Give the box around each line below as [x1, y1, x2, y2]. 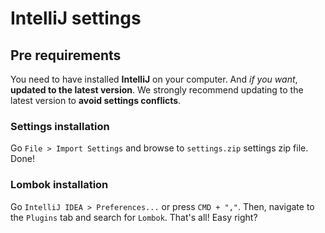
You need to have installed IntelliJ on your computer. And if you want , [10, 73, 298, 85]
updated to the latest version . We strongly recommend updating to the [10, 84, 304, 96]
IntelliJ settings [10, 7, 142, 30]
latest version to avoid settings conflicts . [10, 95, 182, 106]
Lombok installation [10, 178, 109, 192]
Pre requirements [10, 47, 122, 64]
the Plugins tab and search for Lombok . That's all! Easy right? [10, 211, 258, 223]
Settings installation [10, 119, 110, 133]
